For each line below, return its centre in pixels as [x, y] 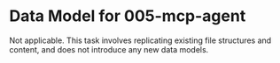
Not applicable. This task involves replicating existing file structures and [140, 40]
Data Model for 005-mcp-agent [128, 16]
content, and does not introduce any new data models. [109, 49]
